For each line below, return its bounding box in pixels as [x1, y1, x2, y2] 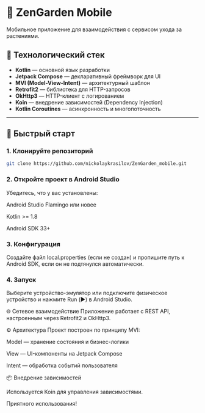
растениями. [6, 32, 40, 39]
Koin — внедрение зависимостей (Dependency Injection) [15, 98, 163, 106]
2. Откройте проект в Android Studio [6, 175, 120, 184]
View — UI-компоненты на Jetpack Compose [6, 350, 123, 357]
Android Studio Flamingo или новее [6, 201, 96, 208]
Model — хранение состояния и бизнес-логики [6, 338, 129, 346]
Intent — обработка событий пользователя [6, 362, 118, 369]
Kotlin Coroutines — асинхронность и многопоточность [15, 105, 161, 112]
